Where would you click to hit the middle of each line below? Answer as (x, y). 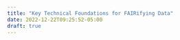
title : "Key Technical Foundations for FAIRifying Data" (90, 13)
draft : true (24, 26)
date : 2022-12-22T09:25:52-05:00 (55, 20)
